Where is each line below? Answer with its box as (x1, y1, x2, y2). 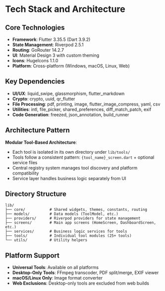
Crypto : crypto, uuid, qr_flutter (12, 96, 75, 101)
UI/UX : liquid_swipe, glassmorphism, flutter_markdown (12, 91, 125, 97)
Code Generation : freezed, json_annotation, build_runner (12, 111, 129, 117)
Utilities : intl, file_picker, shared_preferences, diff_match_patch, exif (12, 106, 152, 112)
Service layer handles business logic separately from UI (12, 175, 126, 181)
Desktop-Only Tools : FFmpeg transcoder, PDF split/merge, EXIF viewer (12, 270, 159, 276)
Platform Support (5, 251, 59, 260)
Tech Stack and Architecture (5, 3, 125, 15)
